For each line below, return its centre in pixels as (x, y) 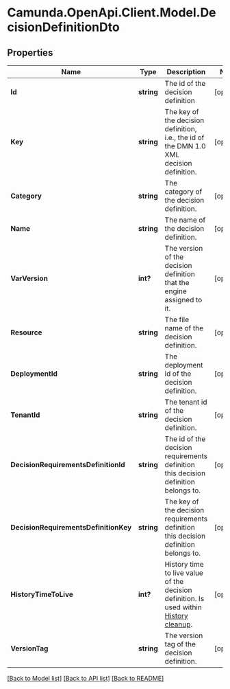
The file (177, 319)
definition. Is (184, 599)
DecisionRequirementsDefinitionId (68, 465)
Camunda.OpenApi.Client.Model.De (112, 13)
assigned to (183, 300)
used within (183, 607)
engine (176, 291)
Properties (30, 53)
